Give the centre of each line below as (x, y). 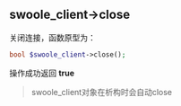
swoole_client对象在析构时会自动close (102, 92)
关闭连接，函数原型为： (52, 37)
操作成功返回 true (42, 73)
